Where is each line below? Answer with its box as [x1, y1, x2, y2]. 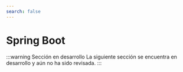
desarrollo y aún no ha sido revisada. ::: [6, 59, 102, 66]
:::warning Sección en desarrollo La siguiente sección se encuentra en [6, 53, 177, 60]
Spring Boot [6, 33, 66, 47]
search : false [6, 8, 41, 15]
